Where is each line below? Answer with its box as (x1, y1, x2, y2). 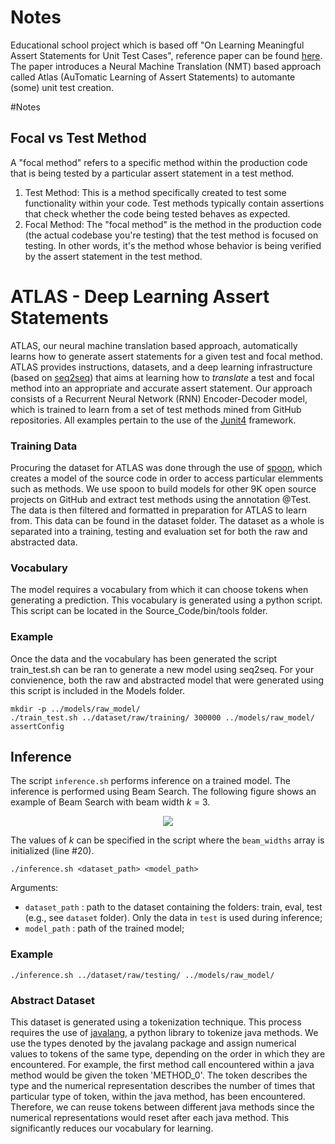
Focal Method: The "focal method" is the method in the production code (24, 218, 322, 230)
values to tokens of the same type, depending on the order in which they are (10, 1047, 326, 1060)
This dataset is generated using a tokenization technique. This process (10, 1016, 302, 1028)
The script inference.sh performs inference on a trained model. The (10, 775, 291, 787)
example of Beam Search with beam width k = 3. (10, 796, 211, 808)
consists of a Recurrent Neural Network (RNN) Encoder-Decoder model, (10, 392, 308, 405)
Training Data (10, 439, 78, 453)
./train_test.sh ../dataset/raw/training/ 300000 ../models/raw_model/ (10, 712, 315, 723)
